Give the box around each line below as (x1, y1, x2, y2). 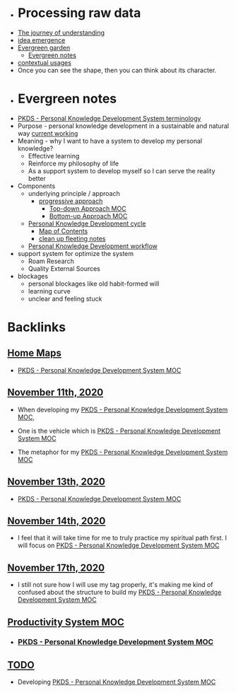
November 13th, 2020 (7, 476, 106, 488)
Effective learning (28, 151, 80, 160)
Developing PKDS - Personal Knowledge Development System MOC (17, 677, 216, 687)
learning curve (28, 286, 71, 295)
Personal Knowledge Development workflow (28, 242, 158, 250)
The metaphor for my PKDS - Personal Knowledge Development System (17, 448, 228, 456)
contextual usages (17, 58, 72, 66)
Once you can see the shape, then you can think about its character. (17, 66, 217, 74)
